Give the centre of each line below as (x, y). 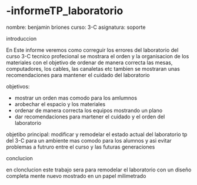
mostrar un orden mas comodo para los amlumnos (76, 98)
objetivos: (18, 86)
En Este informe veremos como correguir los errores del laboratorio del (92, 50)
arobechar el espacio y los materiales (60, 104)
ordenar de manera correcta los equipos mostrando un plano (89, 110)
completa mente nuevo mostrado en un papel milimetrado (76, 176)
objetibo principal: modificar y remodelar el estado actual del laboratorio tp (97, 134)
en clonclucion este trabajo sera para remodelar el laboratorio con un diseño (99, 170)
